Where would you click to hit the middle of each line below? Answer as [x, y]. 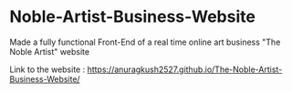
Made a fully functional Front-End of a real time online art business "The [145, 42]
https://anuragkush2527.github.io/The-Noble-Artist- [185, 69]
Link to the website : [47, 69]
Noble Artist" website [49, 51]
